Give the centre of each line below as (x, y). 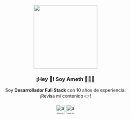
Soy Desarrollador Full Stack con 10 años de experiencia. (65, 90)
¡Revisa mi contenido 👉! (65, 96)
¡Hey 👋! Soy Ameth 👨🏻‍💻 (65, 79)
